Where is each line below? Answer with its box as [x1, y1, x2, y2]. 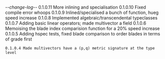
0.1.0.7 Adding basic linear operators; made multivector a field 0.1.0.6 [5, 20, 147, 26]
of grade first [5, 36, 32, 42]
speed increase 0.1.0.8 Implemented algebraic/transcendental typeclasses [5, 15, 158, 20]
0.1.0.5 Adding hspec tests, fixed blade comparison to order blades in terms [5, 31, 161, 36]
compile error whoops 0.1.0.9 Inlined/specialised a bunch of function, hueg [5, 9, 159, 15]
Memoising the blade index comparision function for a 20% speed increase [5, 25, 160, 31]
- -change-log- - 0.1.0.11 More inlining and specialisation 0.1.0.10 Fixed [5, 4, 146, 10]
